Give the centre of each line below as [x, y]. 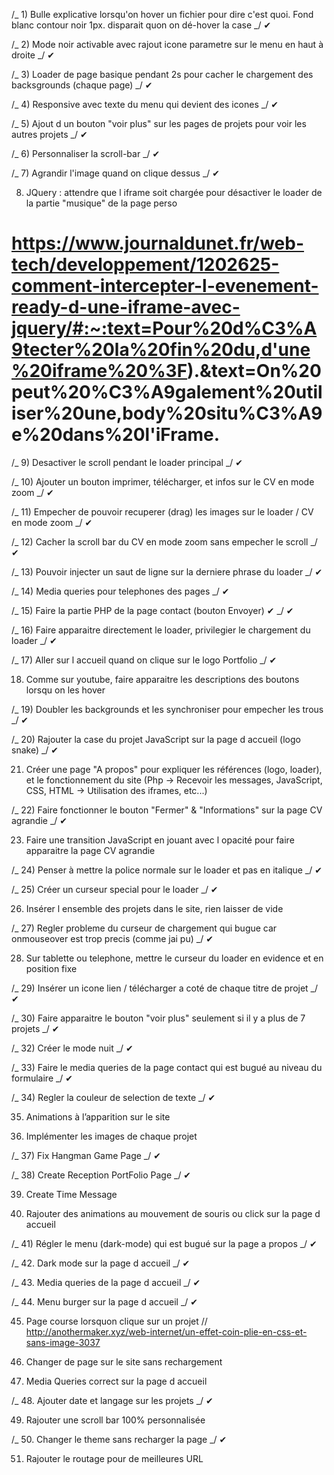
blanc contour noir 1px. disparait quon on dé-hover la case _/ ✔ [141, 25]
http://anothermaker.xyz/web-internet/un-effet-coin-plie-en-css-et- [166, 1331]
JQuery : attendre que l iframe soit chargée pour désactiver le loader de [174, 192]
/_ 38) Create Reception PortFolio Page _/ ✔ [101, 1175]
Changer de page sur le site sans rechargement [124, 1361]
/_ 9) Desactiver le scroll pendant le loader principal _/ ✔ [127, 462]
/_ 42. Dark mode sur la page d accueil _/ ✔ [101, 1263]
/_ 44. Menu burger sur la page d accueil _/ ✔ [105, 1301]
